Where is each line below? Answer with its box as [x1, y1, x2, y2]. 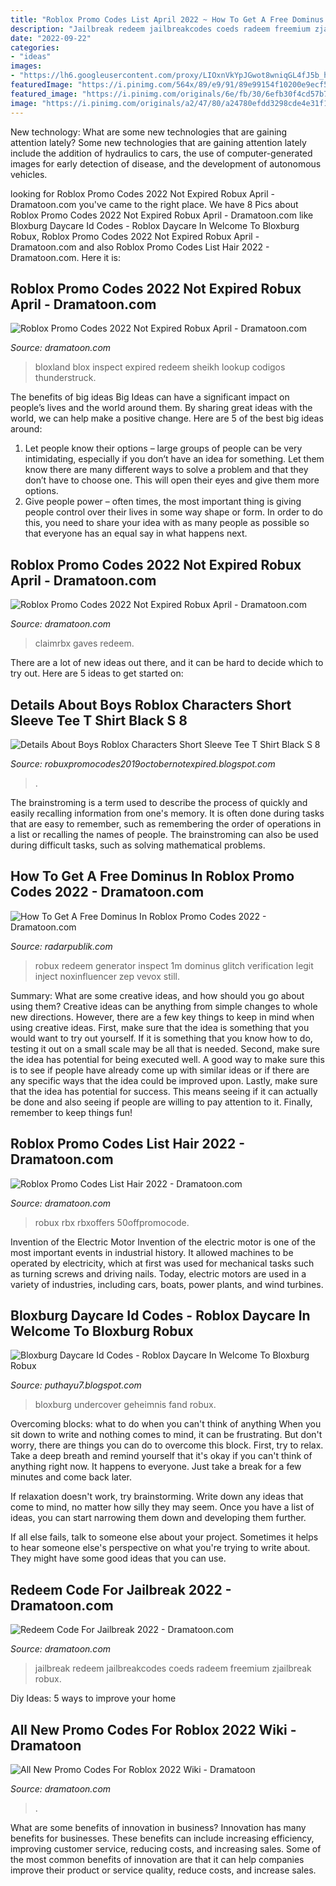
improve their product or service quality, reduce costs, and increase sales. [10, 1864, 317, 1876]
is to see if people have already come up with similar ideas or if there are [10, 1064, 310, 1076]
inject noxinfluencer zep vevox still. [34, 970, 180, 982]
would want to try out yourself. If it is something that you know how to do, [10, 1032, 313, 1044]
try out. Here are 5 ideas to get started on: [10, 667, 184, 680]
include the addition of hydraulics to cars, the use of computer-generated [10, 147, 313, 159]
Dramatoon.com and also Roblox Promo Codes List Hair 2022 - [10, 241, 270, 253]
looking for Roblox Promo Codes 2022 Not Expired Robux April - [10, 187, 275, 200]
